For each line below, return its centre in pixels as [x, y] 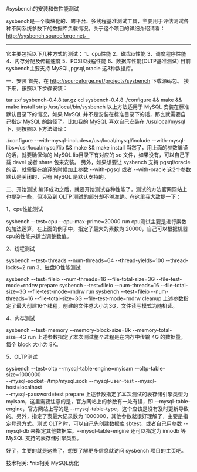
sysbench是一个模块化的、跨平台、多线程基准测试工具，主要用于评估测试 [95, 21]
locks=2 [16, 267]
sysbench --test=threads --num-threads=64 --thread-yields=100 [85, 260]
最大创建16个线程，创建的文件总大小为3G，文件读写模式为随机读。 [97, 306]
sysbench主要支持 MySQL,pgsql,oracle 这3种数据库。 [71, 68]
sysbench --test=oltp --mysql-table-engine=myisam [70, 369]
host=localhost [24, 387]
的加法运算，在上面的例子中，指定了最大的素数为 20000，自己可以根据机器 [97, 229]
